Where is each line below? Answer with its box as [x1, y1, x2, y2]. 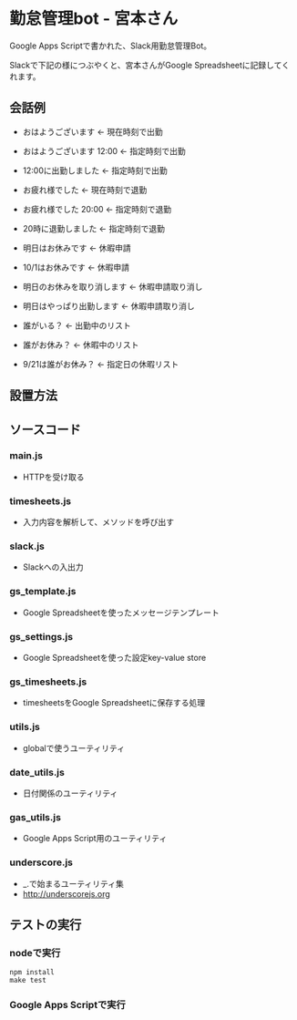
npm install [9, 968, 55, 977]
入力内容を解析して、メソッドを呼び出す [22, 517, 175, 528]
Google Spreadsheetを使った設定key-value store [22, 653, 207, 664]
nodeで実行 [9, 946, 61, 959]
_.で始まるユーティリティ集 [22, 878, 125, 889]
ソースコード [9, 421, 81, 438]
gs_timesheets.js [9, 675, 87, 688]
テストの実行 [9, 917, 82, 932]
